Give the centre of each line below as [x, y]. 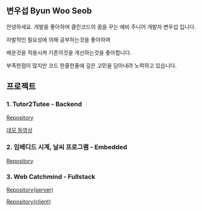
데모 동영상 [19, 130]
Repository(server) [30, 190]
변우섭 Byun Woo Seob [49, 11]
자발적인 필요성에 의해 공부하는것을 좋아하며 [58, 40]
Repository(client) [29, 202]
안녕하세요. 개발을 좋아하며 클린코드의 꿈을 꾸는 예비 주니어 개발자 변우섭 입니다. [101, 27]
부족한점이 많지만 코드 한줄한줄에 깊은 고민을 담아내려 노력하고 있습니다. [92, 65]
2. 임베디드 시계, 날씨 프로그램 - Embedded [67, 147]
